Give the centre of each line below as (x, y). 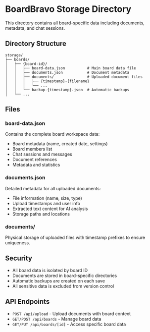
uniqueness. (18, 243)
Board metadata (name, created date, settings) (60, 144)
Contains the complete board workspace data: (52, 134)
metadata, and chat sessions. (35, 28)
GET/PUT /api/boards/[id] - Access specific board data (69, 324)
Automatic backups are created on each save (59, 280)
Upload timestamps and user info (46, 203)
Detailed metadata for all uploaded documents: (53, 188)
